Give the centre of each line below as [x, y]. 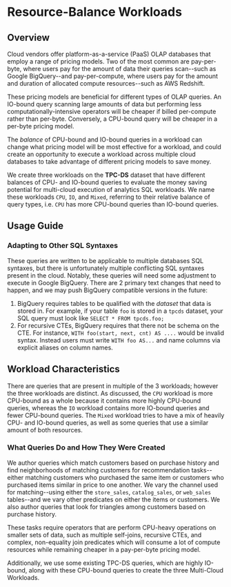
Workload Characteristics [64, 369]
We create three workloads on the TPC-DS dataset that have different [106, 175]
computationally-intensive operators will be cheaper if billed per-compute [112, 112]
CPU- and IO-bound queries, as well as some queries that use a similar [108, 423]
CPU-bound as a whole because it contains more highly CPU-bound [104, 401]
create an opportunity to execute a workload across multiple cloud [102, 154]
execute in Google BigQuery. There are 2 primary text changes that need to [114, 282]
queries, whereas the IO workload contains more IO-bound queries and [108, 407]
